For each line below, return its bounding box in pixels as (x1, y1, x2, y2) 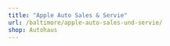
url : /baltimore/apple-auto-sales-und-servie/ (8, 19, 163, 27)
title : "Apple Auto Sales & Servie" (8, 11, 128, 19)
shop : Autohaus (8, 26, 58, 34)
